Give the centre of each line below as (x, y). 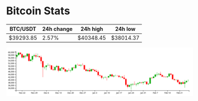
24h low (125, 29)
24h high (92, 29)
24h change (58, 29)
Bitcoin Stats (38, 11)
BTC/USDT (23, 29)
